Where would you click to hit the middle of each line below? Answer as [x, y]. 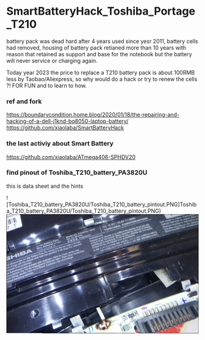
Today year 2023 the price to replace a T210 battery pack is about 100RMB [101, 72]
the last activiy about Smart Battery [60, 144]
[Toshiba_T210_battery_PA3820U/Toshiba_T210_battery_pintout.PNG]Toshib [102, 204]
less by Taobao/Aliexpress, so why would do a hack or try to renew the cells [102, 79]
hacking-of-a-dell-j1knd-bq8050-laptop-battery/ [67, 121]
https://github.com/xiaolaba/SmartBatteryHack [65, 128]
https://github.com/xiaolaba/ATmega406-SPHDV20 [71, 157]
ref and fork [24, 101]
